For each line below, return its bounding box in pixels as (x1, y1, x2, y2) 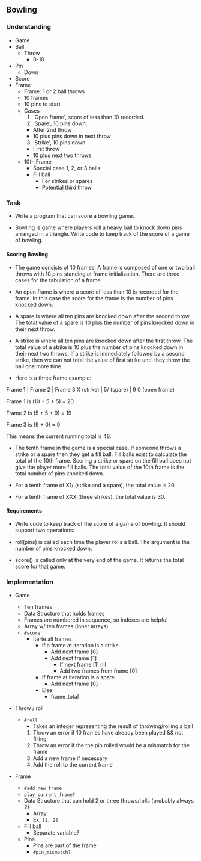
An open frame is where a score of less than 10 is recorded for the (14, 288, 179, 295)
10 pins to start (23, 100, 61, 108)
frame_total (50, 693, 79, 700)
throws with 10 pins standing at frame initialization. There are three (14, 270, 180, 277)
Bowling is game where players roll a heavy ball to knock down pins (14, 224, 182, 231)
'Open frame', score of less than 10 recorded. (32, 113, 145, 120)
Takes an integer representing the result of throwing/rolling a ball (32, 722, 193, 730)
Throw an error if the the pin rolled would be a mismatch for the (32, 741, 190, 748)
